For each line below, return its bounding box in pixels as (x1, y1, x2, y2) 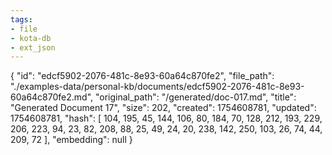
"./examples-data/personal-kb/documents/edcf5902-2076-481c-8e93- (10, 81, 305, 93)
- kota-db (10, 33, 52, 43)
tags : (10, 14, 33, 25)
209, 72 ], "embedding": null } (10, 134, 133, 146)
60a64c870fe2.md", (10, 91, 94, 103)
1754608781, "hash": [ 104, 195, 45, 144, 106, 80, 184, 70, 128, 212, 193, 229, (10, 112, 323, 125)
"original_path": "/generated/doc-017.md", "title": (94, 91, 297, 103)
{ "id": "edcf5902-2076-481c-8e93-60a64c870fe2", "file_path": (10, 70, 275, 82)
